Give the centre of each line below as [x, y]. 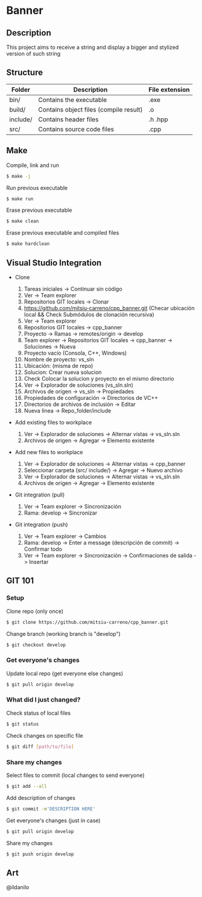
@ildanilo [18, 887]
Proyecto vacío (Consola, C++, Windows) [75, 353]
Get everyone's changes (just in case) [53, 820]
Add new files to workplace [49, 452]
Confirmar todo [43, 549]
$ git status [23, 724]
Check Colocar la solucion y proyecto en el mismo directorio [99, 378]
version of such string [33, 54]
